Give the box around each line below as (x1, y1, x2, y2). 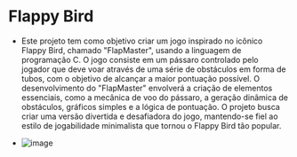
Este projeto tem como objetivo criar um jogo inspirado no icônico (20, 35, 263, 46)
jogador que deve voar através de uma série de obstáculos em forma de (20, 64, 286, 75)
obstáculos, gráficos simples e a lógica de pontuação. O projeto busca (20, 101, 281, 112)
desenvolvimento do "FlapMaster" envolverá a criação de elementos (20, 82, 273, 93)
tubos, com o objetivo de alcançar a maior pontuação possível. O (20, 73, 260, 83)
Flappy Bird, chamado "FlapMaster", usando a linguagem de (20, 44, 242, 55)
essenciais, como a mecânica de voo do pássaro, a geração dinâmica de (20, 91, 288, 103)
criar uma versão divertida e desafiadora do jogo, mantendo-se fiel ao (20, 111, 278, 122)
